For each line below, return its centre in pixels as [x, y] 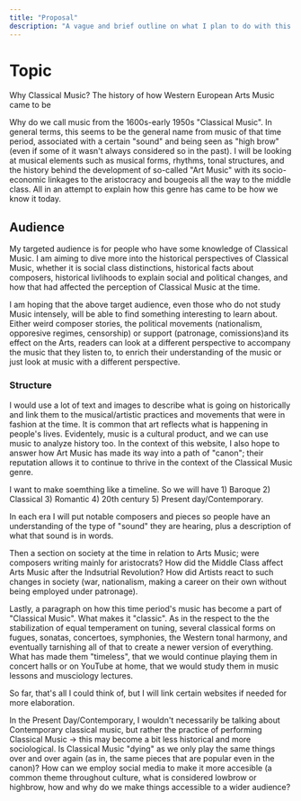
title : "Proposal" [44, 18]
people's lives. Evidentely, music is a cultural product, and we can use [139, 434]
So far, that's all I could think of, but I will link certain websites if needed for [148, 693]
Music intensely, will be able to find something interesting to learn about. [144, 314]
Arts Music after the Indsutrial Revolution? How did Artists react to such [142, 571]
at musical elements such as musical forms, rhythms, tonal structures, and [147, 161]
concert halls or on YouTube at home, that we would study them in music [144, 666]
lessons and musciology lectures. [71, 675]
